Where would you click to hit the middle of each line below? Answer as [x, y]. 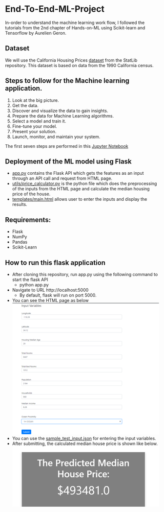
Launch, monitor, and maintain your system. [56, 137]
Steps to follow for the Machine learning [67, 81]
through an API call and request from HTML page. [62, 178]
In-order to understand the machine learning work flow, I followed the [75, 23]
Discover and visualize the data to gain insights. [60, 111]
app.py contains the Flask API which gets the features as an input [78, 173]
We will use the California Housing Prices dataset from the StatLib [71, 60]
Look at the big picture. [35, 100]
